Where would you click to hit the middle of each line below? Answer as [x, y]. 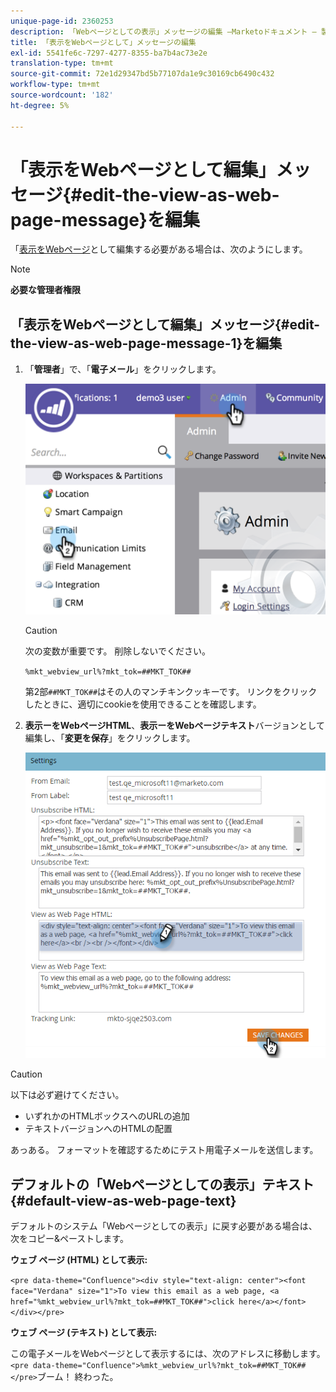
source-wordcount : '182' [62, 95]
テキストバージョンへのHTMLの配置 [98, 1129]
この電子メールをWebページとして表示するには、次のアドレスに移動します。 [168, 1353]
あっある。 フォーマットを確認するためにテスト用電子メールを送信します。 [164, 1150]
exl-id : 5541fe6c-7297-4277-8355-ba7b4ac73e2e [109, 53]
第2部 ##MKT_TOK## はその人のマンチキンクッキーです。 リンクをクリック [171, 692]
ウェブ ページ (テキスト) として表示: [84, 1332]
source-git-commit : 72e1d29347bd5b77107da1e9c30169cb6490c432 [142, 74]
